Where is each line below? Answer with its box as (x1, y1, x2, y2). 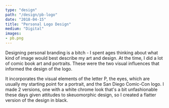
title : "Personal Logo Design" (5, 21, 71, 27)
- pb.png (5, 36, 24, 41)
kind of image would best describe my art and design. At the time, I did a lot (5, 55, 163, 61)
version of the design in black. (5, 97, 68, 103)
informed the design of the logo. (5, 65, 72, 71)
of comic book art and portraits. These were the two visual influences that (5, 60, 159, 66)
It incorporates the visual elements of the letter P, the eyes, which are (5, 76, 150, 82)
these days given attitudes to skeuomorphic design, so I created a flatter (5, 92, 156, 98)
